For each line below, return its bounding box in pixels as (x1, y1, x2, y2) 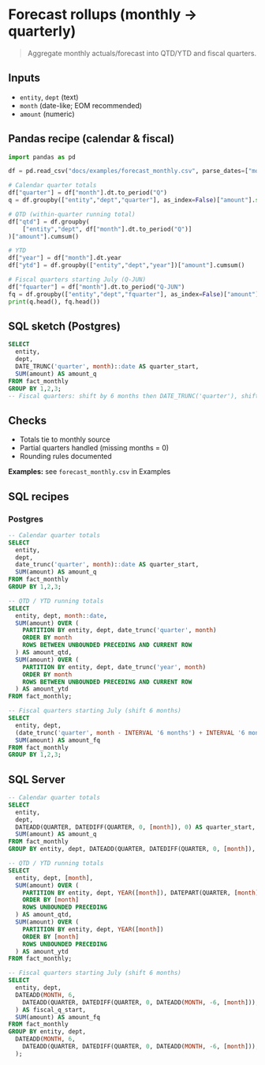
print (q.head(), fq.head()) (8, 298, 101, 306)
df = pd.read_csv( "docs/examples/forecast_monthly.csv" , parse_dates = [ (8, 167, 248, 175)
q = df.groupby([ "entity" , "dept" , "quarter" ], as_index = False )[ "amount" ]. (8, 196, 256, 205)
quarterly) (8, 22, 77, 40)
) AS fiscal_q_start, (15, 1006, 87, 1014)
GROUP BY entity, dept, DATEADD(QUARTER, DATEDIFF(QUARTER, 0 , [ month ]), (8, 845, 256, 853)
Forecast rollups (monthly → (8, 6, 198, 24)
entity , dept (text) (19, 92, 79, 102)
